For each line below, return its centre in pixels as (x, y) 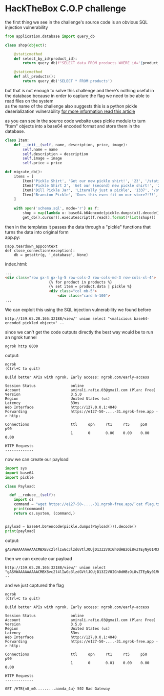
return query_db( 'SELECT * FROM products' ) (67, 81)
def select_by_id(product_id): (46, 59)
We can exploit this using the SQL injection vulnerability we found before (78, 309)
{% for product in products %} (80, 282)
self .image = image (42, 158)
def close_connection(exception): (40, 251)
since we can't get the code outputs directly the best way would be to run (79, 332)
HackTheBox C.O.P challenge (66, 9)
